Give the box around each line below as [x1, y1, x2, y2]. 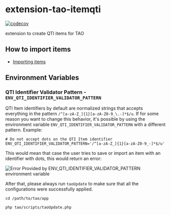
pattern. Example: [5, 127, 42, 133]
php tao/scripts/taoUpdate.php [5, 205, 72, 210]
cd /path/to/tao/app [5, 196, 49, 201]
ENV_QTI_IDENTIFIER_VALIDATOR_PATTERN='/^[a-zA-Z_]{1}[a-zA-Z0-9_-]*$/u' [5, 141, 165, 146]
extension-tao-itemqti [5, 4, 101, 15]
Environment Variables [5, 73, 79, 82]
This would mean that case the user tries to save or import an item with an [5, 150, 161, 156]
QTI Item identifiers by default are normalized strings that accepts [5, 105, 144, 112]
